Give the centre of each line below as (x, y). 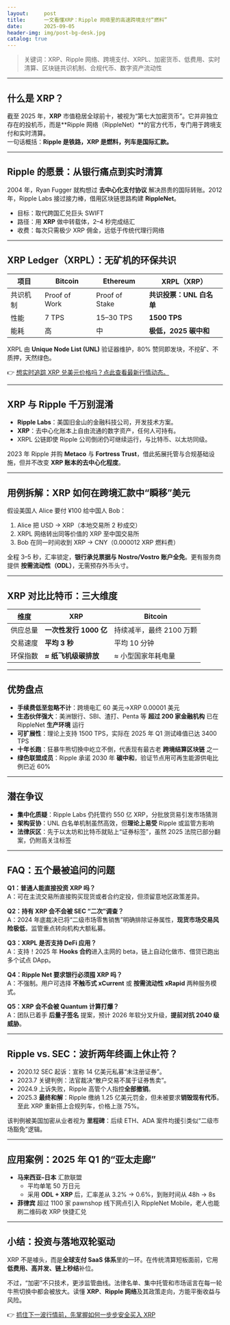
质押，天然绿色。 (31, 357)
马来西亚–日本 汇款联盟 (49, 1177)
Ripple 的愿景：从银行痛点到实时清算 (85, 172)
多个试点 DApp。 (31, 960)
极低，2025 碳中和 (179, 330)
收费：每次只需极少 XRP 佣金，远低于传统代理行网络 (91, 230)
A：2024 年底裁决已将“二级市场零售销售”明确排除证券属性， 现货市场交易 (110, 920)
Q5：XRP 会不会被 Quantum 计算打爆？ (63, 1006)
